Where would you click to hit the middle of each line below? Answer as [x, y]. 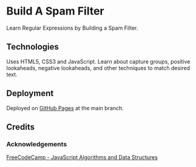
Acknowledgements [37, 144]
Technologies [33, 47]
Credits [21, 127]
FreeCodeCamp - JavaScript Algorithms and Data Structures [82, 157]
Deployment [30, 93]
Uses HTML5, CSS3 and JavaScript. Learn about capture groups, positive [98, 61]
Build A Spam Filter [55, 11]
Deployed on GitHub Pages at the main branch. [65, 108]
